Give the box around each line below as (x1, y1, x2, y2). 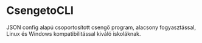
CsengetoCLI (6, 4, 74, 18)
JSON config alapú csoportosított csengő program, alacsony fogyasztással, (6, 24, 197, 31)
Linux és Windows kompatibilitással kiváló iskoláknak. (6, 30, 141, 37)
